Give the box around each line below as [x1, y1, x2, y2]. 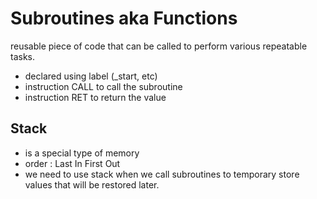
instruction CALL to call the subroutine [24, 80, 183, 92]
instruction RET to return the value [24, 91, 167, 103]
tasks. [10, 50, 36, 62]
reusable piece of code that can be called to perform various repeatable [10, 40, 308, 52]
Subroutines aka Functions [10, 7, 238, 30]
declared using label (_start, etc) [24, 70, 158, 82]
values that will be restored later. [24, 178, 160, 191]
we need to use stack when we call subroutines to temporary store [24, 168, 300, 180]
